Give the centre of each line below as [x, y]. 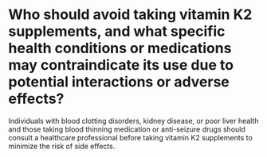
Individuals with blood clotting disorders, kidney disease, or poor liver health [133, 121]
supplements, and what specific [117, 31]
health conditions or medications [120, 48]
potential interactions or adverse [119, 82]
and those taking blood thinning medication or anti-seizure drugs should [127, 129]
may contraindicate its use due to [121, 65]
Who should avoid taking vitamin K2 [130, 15]
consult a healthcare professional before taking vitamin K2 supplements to [130, 137]
